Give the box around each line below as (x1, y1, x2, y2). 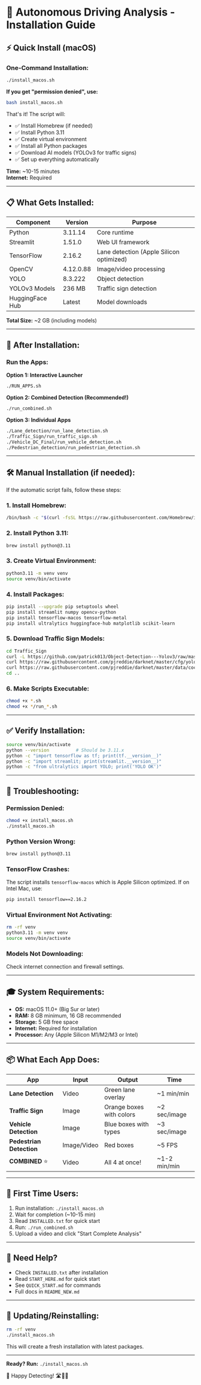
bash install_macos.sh (6, 99, 63, 105)
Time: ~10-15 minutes (6, 168, 60, 175)
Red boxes (104, 1141, 135, 1149)
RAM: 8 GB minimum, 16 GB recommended (14, 1012, 121, 1019)
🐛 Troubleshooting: (6, 786, 80, 796)
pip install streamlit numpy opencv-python (6, 609, 117, 615)
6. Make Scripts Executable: (6, 684, 90, 693)
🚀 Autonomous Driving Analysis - (6, 5, 175, 19)
